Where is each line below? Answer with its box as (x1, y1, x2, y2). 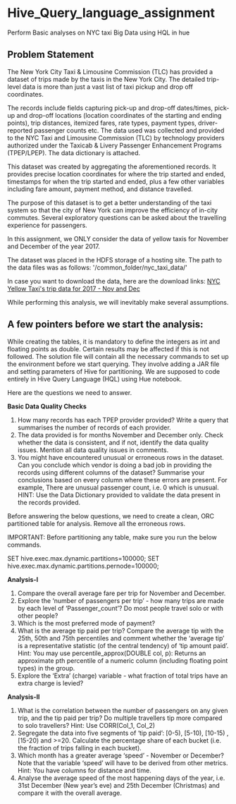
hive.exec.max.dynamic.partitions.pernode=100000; (7, 561, 160, 570)
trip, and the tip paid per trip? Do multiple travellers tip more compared (17, 714, 223, 722)
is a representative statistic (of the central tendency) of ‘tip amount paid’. (17, 641, 229, 650)
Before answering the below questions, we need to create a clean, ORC (7, 511, 215, 520)
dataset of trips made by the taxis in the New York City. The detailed (7, 75, 206, 83)
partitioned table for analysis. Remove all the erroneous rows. (7, 519, 185, 528)
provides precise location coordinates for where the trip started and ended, (7, 169, 226, 178)
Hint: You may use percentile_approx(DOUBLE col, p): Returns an (17, 649, 206, 657)
